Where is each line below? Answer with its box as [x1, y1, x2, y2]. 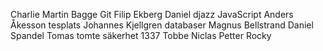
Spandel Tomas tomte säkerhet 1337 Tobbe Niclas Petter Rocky [10, 30, 272, 41]
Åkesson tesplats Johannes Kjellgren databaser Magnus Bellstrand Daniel [10, 19, 314, 31]
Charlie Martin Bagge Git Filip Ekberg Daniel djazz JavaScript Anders [10, 9, 294, 20]
